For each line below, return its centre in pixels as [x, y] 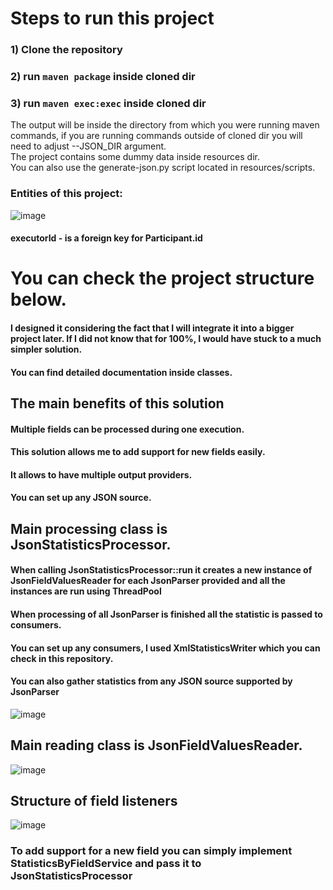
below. [38, 299]
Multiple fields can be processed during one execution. [127, 429]
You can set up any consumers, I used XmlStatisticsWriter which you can [165, 648]
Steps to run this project [112, 18]
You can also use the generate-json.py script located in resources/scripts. [163, 168]
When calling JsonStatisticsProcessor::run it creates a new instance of [161, 570]
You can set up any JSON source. [81, 498]
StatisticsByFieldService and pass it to [106, 864]
